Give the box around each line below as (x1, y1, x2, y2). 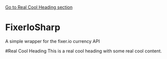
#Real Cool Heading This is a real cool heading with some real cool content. (5, 47, 162, 54)
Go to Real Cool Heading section (5, 4, 73, 10)
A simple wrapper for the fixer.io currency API (5, 38, 100, 44)
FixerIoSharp (5, 22, 60, 33)
